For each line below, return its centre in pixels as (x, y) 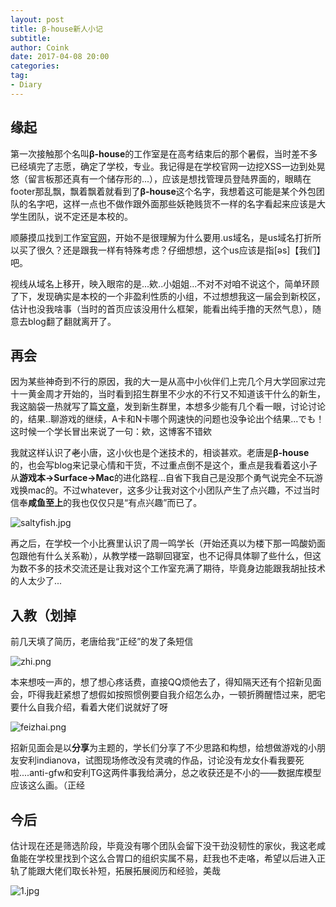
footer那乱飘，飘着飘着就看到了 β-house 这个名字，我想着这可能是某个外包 (163, 191)
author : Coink (40, 47)
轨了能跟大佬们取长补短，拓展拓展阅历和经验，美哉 (115, 870)
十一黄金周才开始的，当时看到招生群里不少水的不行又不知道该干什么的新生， (168, 394)
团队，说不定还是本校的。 (80, 216)
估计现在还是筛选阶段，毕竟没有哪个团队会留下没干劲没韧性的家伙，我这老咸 (168, 845)
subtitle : (31, 38)
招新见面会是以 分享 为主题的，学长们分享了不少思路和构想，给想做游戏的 (159, 748)
